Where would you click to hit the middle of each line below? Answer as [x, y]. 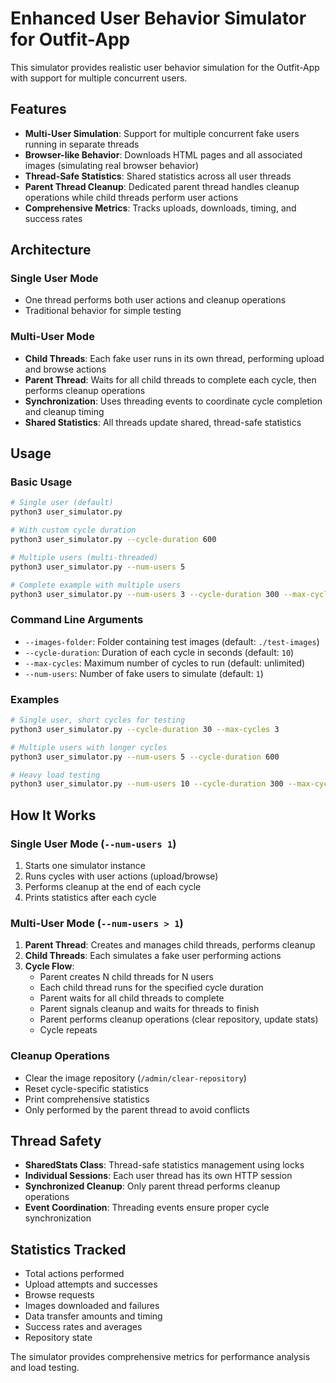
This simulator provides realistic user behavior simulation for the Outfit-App [165, 67]
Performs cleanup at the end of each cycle [113, 886]
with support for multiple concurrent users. [99, 78]
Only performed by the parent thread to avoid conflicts [137, 1109]
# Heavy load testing [55, 775]
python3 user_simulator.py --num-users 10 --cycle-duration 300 [147, 784]
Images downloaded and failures [92, 1306]
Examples [35, 699]
